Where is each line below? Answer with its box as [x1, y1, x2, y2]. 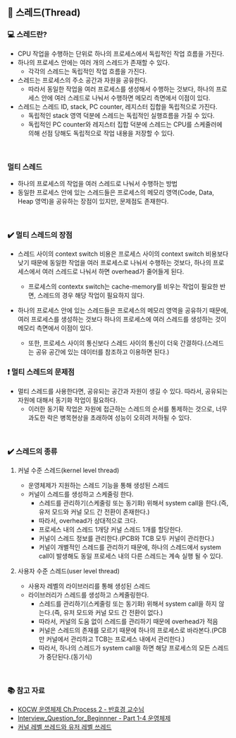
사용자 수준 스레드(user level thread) [17, 566, 120, 575]
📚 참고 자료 [7, 685, 46, 695]
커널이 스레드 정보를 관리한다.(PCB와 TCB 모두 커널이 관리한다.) [38, 534, 215, 542]
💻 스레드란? [7, 30, 48, 40]
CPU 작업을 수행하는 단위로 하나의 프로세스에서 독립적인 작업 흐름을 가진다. [17, 49, 225, 58]
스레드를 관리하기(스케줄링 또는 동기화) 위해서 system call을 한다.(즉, [38, 498, 229, 507]
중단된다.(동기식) [46, 652, 93, 661]
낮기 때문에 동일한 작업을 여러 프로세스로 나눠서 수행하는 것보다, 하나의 [17, 259, 211, 267]
